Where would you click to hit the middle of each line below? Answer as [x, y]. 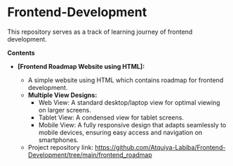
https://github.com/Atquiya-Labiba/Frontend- [160, 147]
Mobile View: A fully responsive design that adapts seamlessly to [132, 124]
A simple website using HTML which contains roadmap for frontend [126, 80]
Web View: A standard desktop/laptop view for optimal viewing [129, 102]
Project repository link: [60, 147]
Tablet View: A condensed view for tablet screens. [111, 117]
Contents [21, 53]
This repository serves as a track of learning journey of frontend [100, 32]
